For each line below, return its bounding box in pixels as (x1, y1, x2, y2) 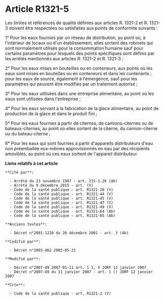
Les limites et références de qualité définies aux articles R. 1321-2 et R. (5, 20, 149, 26)
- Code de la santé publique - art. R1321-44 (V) (9, 191, 113, 196)
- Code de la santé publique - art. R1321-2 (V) (9, 291, 111, 296)
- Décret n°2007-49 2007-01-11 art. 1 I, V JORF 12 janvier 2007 (9, 265, 147, 270)
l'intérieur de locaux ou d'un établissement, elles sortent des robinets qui (5, 40, 153, 45)
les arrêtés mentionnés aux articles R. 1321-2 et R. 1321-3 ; (5, 55, 124, 61)
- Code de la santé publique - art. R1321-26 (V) (9, 187, 113, 192)
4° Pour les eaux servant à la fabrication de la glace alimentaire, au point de (5, 105, 159, 111)
